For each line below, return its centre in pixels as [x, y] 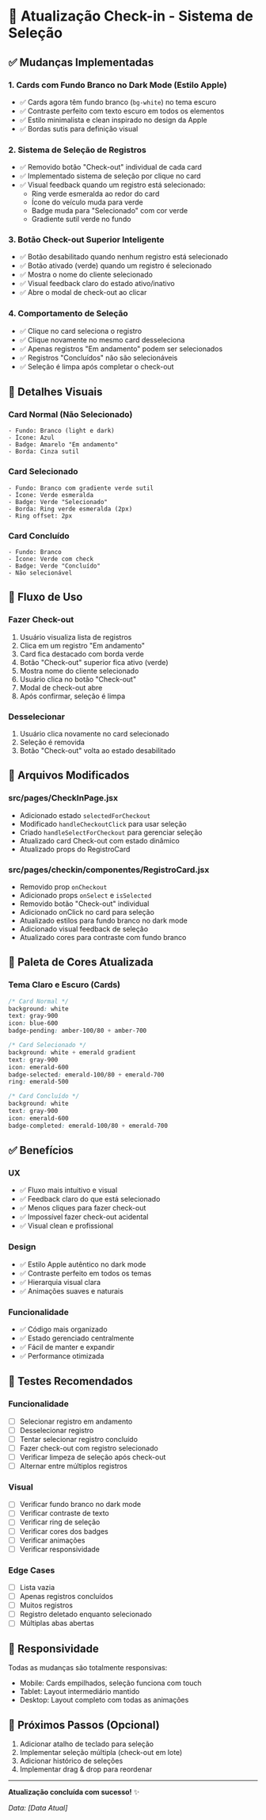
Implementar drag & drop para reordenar [86, 1769]
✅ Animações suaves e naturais [72, 1290]
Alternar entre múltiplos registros [74, 1466]
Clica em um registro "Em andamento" [82, 645]
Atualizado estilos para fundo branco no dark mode [103, 921]
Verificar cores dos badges [64, 1531]
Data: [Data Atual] [38, 1807]
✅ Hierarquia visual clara [60, 1282]
